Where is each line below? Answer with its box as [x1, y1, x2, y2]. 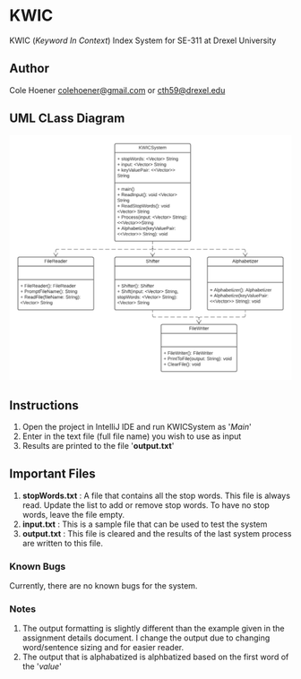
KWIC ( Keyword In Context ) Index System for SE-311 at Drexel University [9, 35, 277, 46]
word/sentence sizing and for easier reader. [21, 642, 185, 653]
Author [9, 61, 49, 76]
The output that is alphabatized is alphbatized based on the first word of [21, 651, 289, 663]
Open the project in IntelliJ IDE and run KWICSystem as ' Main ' [21, 421, 253, 432]
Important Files [9, 467, 96, 482]
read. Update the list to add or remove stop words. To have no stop [21, 499, 271, 511]
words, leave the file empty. [21, 509, 125, 520]
